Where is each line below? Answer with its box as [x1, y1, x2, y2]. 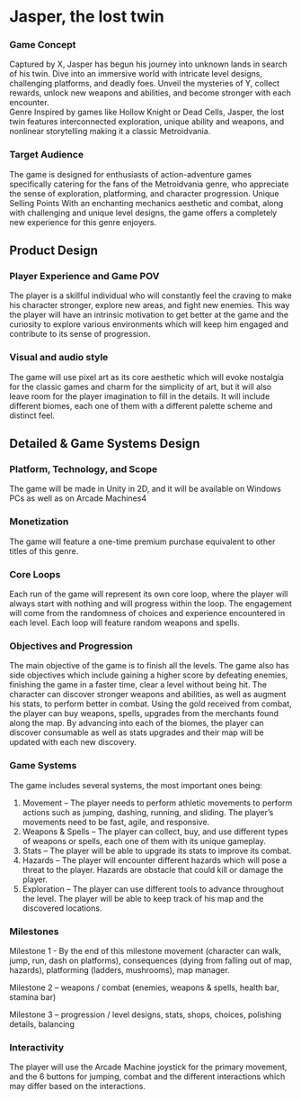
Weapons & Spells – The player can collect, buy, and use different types [22, 826, 289, 837]
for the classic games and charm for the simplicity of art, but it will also [9, 381, 272, 392]
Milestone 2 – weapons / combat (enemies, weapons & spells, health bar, [9, 982, 279, 993]
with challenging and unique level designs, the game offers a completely [9, 207, 278, 218]
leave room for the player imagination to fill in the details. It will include [9, 390, 270, 402]
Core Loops [9, 568, 61, 580]
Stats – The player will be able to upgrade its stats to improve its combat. [22, 845, 292, 856]
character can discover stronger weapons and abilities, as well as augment [9, 689, 287, 700]
